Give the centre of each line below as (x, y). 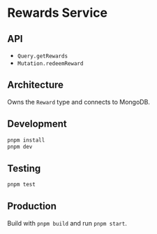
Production (32, 206)
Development (37, 124)
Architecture (36, 85)
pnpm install (26, 140)
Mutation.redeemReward (50, 64)
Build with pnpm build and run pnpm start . (67, 223)
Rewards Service (58, 13)
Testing (24, 168)
